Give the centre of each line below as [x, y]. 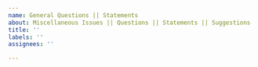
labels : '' [26, 37]
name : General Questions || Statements [73, 15]
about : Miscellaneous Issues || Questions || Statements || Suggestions [129, 23]
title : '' [24, 30]
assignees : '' [31, 44]
